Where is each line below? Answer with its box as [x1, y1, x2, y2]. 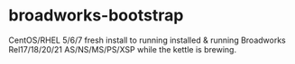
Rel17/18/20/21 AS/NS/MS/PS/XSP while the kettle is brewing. [8, 44, 236, 54]
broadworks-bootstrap [8, 5, 184, 26]
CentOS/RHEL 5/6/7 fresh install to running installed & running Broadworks [8, 35, 286, 45]
